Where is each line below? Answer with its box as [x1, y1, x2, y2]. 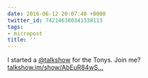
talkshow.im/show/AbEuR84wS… [7, 63, 104, 72]
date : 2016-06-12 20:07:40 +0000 [7, 10, 106, 18]
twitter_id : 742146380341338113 [7, 17, 103, 24]
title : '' [7, 37, 37, 44]
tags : [7, 23, 23, 30]
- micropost [7, 30, 42, 37]
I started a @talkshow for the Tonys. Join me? [7, 56, 141, 64]
